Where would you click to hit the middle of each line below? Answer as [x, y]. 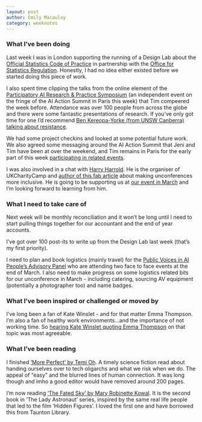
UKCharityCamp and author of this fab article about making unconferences [99, 175]
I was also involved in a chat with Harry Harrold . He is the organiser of [93, 169]
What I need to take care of [46, 204]
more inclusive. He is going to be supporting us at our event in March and [97, 182]
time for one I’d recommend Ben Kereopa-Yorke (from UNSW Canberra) [95, 120]
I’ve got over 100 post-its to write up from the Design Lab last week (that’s [98, 241]
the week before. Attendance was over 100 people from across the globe [97, 107]
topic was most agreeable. [39, 333]
